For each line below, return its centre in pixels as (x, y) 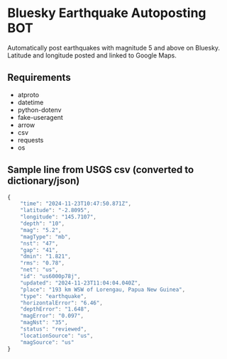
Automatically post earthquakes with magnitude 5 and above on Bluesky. (114, 48)
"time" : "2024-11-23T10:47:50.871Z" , (76, 204)
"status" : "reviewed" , (54, 329)
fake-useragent (40, 117)
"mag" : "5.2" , (41, 230)
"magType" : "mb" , (46, 237)
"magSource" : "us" (47, 342)
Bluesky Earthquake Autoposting (107, 13)
